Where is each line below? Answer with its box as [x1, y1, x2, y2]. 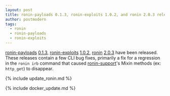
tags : [5, 21, 17, 27]
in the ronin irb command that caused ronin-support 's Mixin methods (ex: [5, 60, 161, 66]
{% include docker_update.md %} [5, 85, 76, 91]
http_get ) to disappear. [5, 65, 54, 71]
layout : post [5, 7, 33, 13]
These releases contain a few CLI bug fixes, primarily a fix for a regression [5, 55, 160, 61]
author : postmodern [5, 17, 47, 22]
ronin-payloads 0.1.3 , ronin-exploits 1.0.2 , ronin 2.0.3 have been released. [5, 49, 158, 56]
